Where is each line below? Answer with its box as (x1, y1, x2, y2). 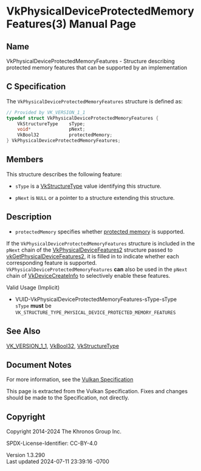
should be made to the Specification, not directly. (6, 394, 129, 402)
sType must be (15, 302, 52, 309)
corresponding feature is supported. (6, 259, 97, 266)
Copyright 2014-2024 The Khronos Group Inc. (6, 428, 121, 435)
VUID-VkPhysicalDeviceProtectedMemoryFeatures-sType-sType (15, 295, 177, 303)
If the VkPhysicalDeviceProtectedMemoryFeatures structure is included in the (6, 239, 196, 247)
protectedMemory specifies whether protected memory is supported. (15, 228, 185, 235)
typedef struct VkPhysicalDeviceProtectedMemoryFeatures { (6, 115, 159, 121)
